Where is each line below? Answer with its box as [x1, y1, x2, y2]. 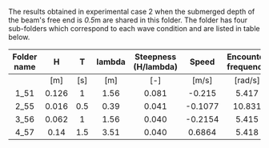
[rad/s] [234, 75, 260, 86]
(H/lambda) [133, 62, 179, 72]
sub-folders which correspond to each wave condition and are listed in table [8, 24, 260, 33]
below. [8, 32, 30, 42]
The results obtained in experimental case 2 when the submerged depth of [8, 7, 255, 16]
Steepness [134, 51, 177, 62]
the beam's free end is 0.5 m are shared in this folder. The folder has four [8, 15, 248, 25]
